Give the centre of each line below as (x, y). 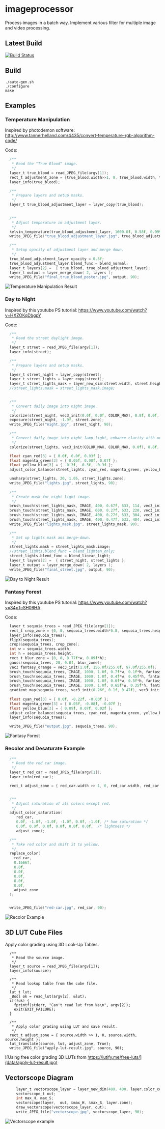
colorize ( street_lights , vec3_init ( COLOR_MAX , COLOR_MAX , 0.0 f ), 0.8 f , (84, 447)
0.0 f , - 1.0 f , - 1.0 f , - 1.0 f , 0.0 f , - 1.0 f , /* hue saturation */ (82, 822)
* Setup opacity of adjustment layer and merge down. (68, 250)
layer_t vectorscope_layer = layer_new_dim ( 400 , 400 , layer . (80, 1089)
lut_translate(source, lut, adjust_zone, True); (60, 1044)
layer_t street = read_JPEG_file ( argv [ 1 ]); (55, 347)
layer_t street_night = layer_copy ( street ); (56, 374)
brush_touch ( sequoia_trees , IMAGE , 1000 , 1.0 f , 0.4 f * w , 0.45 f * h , (78, 677)
